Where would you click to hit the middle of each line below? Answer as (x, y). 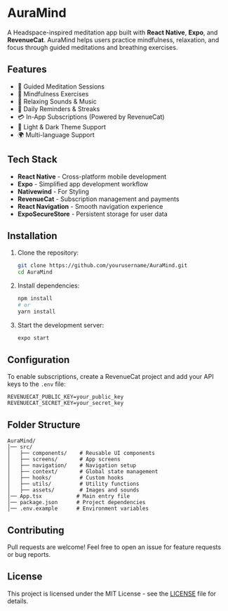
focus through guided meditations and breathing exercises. (93, 47)
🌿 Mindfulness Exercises (53, 94)
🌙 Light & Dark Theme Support (62, 127)
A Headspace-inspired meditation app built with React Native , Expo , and (113, 32)
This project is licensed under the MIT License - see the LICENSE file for (112, 593)
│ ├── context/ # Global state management (83, 472)
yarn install (36, 311)
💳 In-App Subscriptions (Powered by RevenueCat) (91, 117)
